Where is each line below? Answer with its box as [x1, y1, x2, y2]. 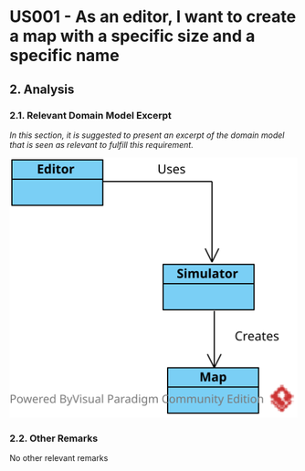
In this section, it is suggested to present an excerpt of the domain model [9, 130, 285, 141]
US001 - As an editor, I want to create [9, 6, 297, 27]
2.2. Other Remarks [9, 432, 99, 445]
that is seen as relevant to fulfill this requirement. [9, 139, 194, 150]
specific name [9, 46, 121, 66]
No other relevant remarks [9, 453, 109, 464]
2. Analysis [9, 81, 75, 97]
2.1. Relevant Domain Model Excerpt [9, 109, 172, 121]
